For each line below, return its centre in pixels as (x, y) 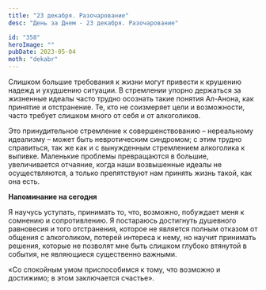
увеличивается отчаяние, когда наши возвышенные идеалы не (115, 164)
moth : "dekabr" (33, 59)
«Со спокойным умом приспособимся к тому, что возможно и (114, 269)
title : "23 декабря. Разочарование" (68, 15)
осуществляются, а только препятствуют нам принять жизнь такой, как (130, 173)
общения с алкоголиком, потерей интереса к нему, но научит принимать (132, 237)
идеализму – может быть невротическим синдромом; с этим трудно (125, 139)
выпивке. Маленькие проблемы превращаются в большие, (108, 156)
